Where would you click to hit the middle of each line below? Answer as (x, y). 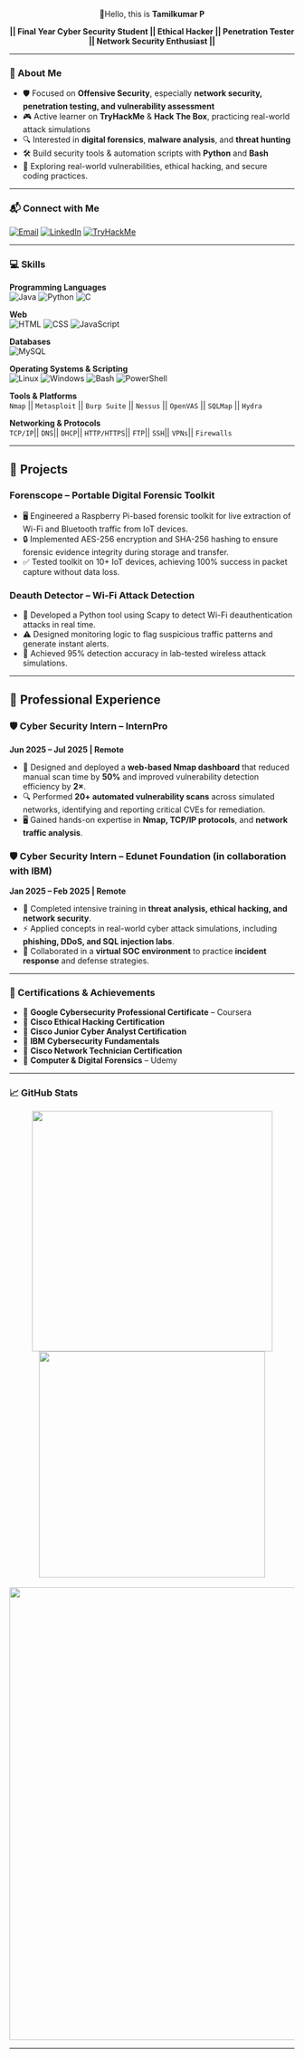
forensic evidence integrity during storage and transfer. (125, 551)
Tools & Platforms (43, 396)
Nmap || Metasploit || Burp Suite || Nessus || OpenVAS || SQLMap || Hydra (136, 405)
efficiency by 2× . (54, 786)
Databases (30, 341)
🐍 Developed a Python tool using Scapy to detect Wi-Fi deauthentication (157, 615)
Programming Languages (58, 287)
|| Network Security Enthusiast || (152, 41)
